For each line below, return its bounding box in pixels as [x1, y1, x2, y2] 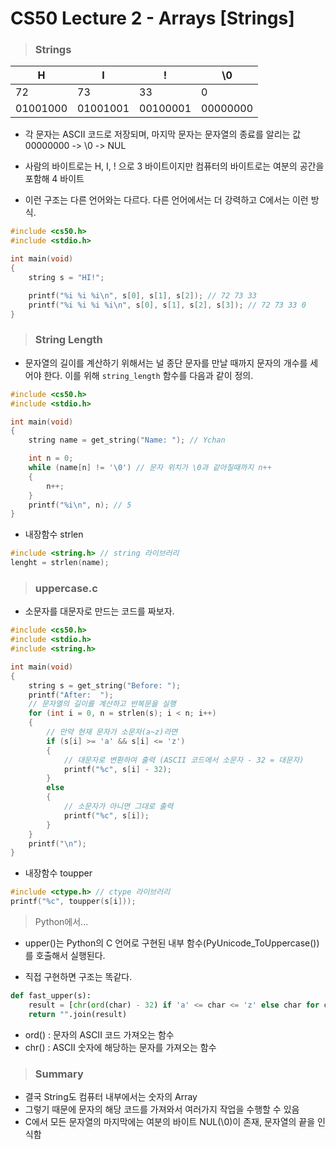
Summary [34, 1067, 84, 1081]
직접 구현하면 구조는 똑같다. [24, 971, 133, 983]
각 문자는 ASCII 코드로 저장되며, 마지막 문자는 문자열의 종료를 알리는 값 [24, 128, 302, 141]
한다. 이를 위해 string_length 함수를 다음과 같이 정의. [43, 369, 254, 381]
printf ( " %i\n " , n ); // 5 [28, 500, 132, 510]
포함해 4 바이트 [24, 173, 85, 185]
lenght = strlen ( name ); [10, 558, 110, 568]
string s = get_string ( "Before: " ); [28, 680, 182, 691]
